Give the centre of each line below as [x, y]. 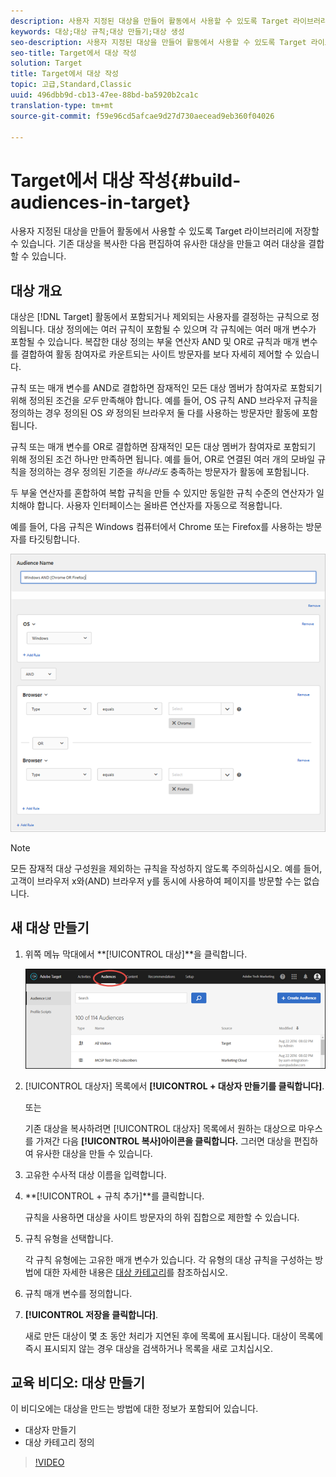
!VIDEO [49, 1462]
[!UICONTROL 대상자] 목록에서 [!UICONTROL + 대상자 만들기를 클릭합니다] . [174, 1086]
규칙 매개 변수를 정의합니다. [78, 1293]
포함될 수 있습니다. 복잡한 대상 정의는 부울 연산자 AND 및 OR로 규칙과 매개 [155, 342]
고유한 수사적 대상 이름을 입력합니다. [95, 1174]
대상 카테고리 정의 [59, 1442]
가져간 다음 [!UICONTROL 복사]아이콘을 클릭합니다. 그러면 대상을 [163, 1141]
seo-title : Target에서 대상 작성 [73, 53]
